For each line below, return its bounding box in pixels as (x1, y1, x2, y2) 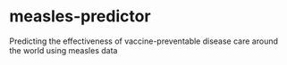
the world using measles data (9, 45, 118, 55)
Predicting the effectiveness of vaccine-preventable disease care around (9, 36, 279, 46)
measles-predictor (9, 6, 151, 27)
